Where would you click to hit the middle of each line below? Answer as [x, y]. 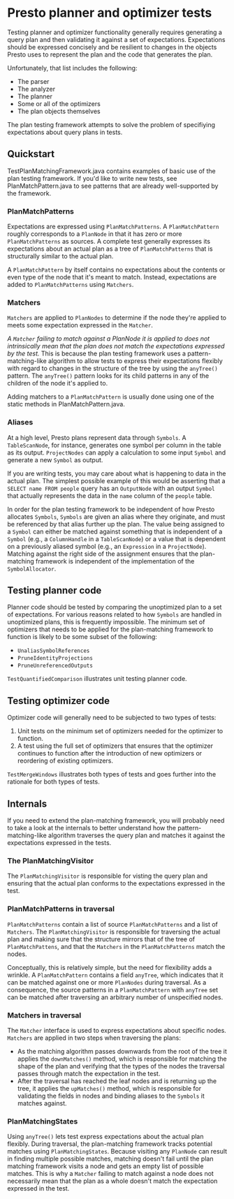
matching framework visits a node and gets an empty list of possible [105, 1166]
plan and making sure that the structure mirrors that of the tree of [101, 939]
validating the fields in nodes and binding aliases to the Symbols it [111, 1096]
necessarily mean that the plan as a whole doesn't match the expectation [112, 1181]
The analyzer [36, 89]
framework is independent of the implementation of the [115, 561]
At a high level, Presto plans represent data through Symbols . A [97, 437]
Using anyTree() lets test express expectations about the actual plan [105, 1137]
